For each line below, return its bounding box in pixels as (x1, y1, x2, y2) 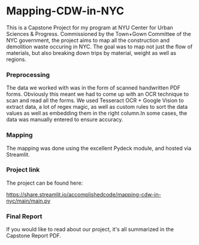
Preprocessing (6, 71, 50, 79)
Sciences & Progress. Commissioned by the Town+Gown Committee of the (6, 30, 191, 37)
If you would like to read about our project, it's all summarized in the (6, 226, 174, 233)
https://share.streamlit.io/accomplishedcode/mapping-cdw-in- (6, 191, 161, 198)
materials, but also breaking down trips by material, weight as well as (6, 49, 177, 56)
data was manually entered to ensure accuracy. (6, 116, 123, 123)
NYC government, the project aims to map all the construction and (6, 36, 170, 44)
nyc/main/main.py (6, 197, 51, 204)
